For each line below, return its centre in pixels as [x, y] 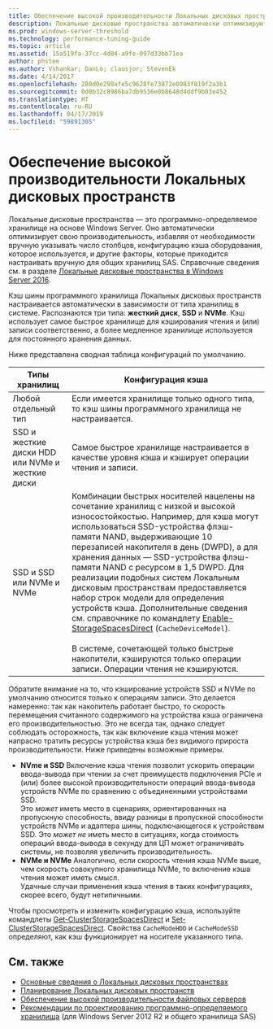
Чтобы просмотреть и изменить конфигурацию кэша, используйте [125, 910]
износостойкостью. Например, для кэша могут [165, 516]
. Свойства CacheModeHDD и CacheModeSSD [171, 927]
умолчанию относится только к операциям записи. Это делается [122, 697]
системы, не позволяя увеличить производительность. [116, 852]
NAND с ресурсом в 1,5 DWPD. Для [173, 567]
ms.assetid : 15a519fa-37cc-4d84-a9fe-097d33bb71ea [96, 54]
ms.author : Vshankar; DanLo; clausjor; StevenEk [92, 69]
